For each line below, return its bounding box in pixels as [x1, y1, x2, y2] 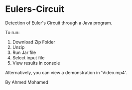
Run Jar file [12, 49, 36, 55]
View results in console [12, 60, 60, 66]
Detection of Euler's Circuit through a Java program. [5, 20, 113, 26]
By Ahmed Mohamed [5, 79, 49, 85]
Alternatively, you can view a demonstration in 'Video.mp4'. [5, 69, 127, 75]
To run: [5, 29, 20, 35]
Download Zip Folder [12, 39, 56, 45]
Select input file [12, 54, 45, 60]
